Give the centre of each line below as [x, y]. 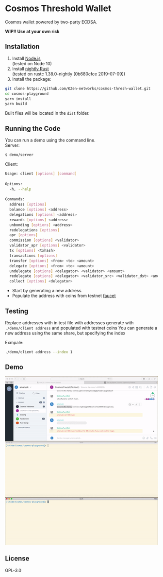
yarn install [18, 99]
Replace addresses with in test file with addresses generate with [69, 323]
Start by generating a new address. [47, 291]
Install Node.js [26, 58]
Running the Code [33, 129]
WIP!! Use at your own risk [32, 31]
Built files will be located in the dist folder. [47, 113]
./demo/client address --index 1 [39, 352]
